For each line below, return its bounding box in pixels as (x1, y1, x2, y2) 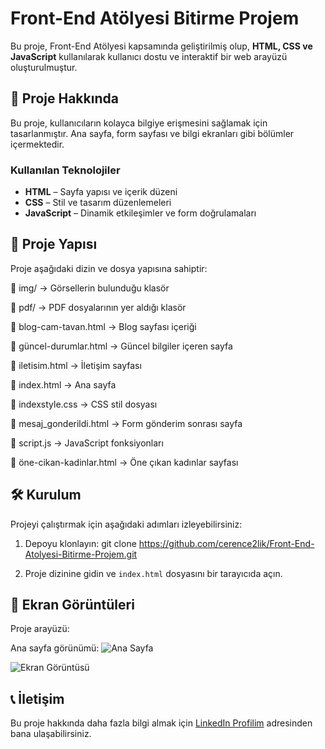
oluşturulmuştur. (10, 61, 78, 73)
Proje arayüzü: (10, 623, 70, 635)
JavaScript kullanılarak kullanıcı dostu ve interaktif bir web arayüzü (10, 50, 288, 62)
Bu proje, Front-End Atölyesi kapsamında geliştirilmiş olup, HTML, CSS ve (10, 40, 313, 52)
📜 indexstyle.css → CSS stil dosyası (10, 398, 158, 410)
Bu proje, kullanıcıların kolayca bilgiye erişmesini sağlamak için (10, 117, 268, 129)
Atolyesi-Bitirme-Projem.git (24, 548, 138, 560)
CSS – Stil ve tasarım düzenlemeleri (24, 197, 172, 209)
